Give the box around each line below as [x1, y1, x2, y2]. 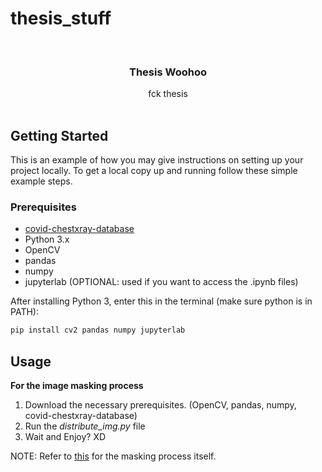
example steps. [10, 175, 73, 187]
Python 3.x [24, 233, 70, 246]
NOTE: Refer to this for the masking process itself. [10, 450, 217, 462]
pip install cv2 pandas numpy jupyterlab [10, 325, 186, 336]
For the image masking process [10, 380, 144, 392]
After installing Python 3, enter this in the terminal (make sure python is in [10, 295, 313, 307]
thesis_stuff [10, 7, 112, 30]
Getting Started [10, 127, 109, 144]
